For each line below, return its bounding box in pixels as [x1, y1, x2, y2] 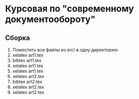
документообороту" [5, 13, 96, 25]
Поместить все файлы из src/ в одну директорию [12, 47, 118, 52]
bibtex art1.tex [12, 57, 41, 63]
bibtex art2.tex [12, 78, 42, 84]
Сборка [5, 33, 30, 42]
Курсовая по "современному [5, 3, 134, 14]
